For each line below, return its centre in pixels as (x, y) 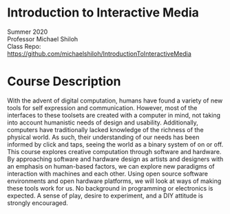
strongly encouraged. (38, 203)
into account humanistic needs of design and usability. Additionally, (103, 122)
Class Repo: (24, 46)
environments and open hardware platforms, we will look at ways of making (114, 181)
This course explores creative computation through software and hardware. (114, 151)
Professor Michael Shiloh (43, 39)
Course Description (64, 82)
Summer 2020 (28, 32)
